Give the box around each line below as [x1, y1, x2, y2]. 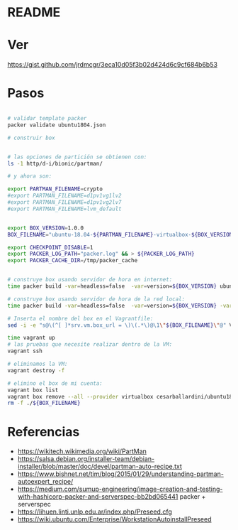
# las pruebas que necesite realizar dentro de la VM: [7, 341, 173, 348]
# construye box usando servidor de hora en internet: [7, 276, 173, 283]
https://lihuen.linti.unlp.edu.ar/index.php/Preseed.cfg [17, 507, 172, 516]
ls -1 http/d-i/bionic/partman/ [7, 160, 103, 167]
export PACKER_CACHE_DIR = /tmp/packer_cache [7, 257, 138, 264]
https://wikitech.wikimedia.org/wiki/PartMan [17, 447, 147, 455]
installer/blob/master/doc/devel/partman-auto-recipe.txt [17, 463, 183, 471]
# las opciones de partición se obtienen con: [7, 153, 147, 161]
